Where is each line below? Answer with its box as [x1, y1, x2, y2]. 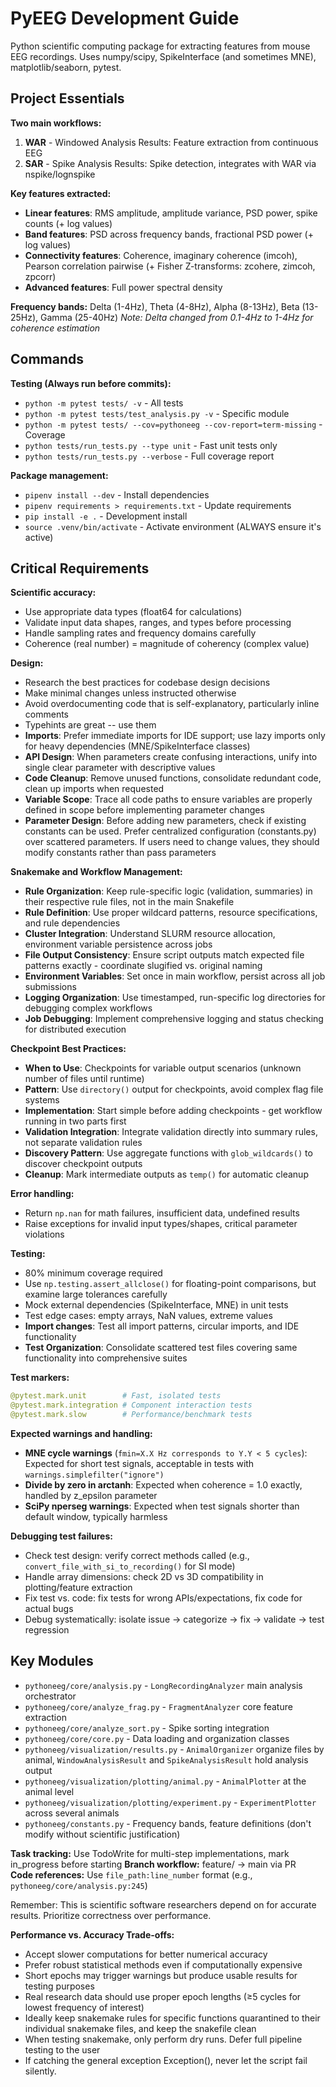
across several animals [24, 1807, 120, 1819]
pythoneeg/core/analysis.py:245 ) [10, 1879, 148, 1891]
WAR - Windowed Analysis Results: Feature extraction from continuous [24, 136, 319, 148]
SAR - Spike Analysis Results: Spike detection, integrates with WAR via [24, 157, 317, 169]
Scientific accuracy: [10, 587, 97, 599]
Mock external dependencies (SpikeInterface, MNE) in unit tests [24, 1299, 289, 1311]
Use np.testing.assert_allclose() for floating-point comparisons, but [24, 1278, 317, 1290]
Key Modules [10, 1653, 94, 1670]
